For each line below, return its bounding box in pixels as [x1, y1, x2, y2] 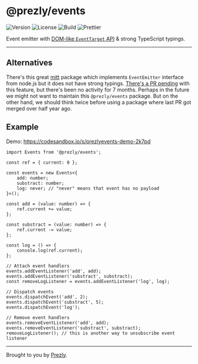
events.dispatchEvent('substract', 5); [6, 299, 104, 305]
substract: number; [16, 180, 65, 186]
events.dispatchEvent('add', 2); [6, 294, 88, 300]
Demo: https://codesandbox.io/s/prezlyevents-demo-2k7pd [6, 138, 151, 145]
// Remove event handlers [6, 314, 70, 320]
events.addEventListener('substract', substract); [6, 273, 133, 279]
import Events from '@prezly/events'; [6, 149, 101, 155]
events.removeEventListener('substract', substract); [6, 325, 141, 331]
